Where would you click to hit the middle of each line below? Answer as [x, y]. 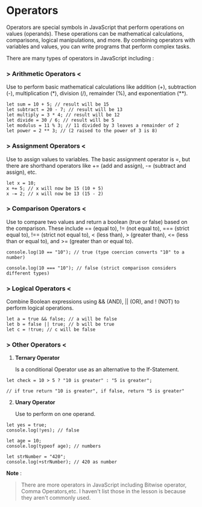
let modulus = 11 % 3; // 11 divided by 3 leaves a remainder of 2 [93, 126]
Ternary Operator [37, 358]
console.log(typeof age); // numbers [54, 446]
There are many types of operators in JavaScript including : [80, 58]
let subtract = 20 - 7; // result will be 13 [64, 110]
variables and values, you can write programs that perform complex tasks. [99, 46]
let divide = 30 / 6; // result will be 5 [60, 120]
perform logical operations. [40, 308]
